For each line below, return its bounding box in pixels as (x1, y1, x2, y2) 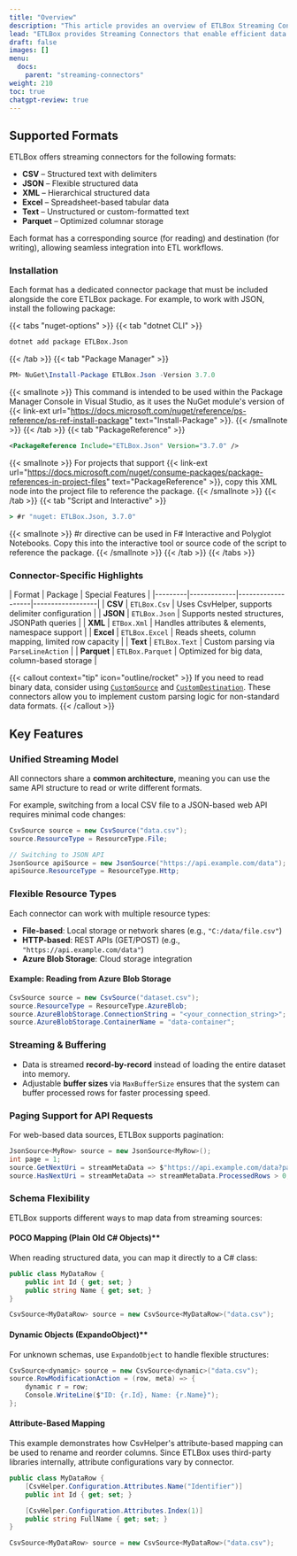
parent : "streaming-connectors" (25, 71, 144, 80)
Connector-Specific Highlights (9, 569, 144, 581)
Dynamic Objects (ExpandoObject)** (9, 1329, 148, 1340)
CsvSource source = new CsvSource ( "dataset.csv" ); (9, 993, 200, 1002)
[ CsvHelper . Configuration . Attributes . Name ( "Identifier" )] (25, 1482, 243, 1490)
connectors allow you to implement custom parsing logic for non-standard (9, 692, 280, 702)
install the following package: (9, 303, 116, 314)
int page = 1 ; (9, 1155, 62, 1164)
